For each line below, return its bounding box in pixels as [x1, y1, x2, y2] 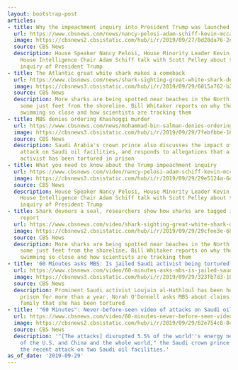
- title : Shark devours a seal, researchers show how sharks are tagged [7, 208, 227, 215]
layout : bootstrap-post [7, 10, 78, 18]
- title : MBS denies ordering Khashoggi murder [7, 115, 151, 122]
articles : [7, 17, 37, 24]
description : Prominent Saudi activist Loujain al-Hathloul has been [13, 287, 223, 294]
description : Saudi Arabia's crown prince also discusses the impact [13, 142, 223, 149]
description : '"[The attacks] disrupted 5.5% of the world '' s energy [13, 333, 223, 340]
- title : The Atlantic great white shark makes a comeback [7, 69, 186, 76]
